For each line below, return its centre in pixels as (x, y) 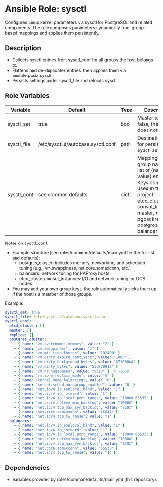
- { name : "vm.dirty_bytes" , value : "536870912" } (66, 367)
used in (146, 188)
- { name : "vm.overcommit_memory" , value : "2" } (64, 344)
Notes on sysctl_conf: (27, 243)
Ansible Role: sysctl (46, 9)
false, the (148, 124)
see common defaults (63, 194)
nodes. (26, 283)
